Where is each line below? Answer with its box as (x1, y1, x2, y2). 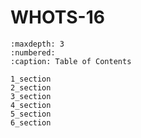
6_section (10, 117, 52, 128)
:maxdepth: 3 (10, 39, 65, 49)
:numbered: (10, 47, 56, 58)
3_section (10, 91, 52, 101)
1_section (10, 74, 52, 84)
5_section (10, 109, 52, 119)
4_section (10, 100, 52, 110)
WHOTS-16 (10, 6, 105, 29)
